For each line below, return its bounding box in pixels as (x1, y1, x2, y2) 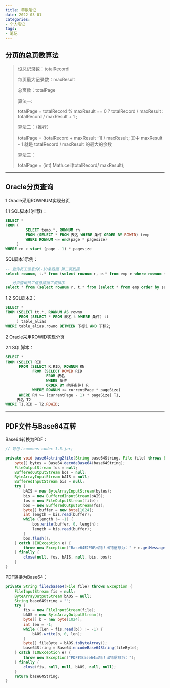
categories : (5, 17, 30, 22)
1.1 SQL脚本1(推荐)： (5, 208, 47, 214)
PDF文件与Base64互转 (5, 422, 77, 431)
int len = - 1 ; (23, 621, 53, 627)
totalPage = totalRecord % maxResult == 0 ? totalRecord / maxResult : (17, 108, 164, 114)
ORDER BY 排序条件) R (46, 383, 89, 388)
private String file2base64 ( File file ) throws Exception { (5, 584, 133, 589)
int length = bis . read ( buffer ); (23, 512, 92, 517)
